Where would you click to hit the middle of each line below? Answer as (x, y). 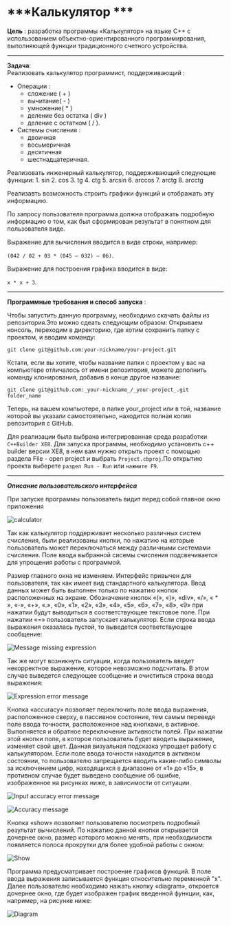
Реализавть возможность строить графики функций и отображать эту (111, 193)
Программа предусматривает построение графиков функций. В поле (109, 871)
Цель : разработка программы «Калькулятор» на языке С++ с (99, 31)
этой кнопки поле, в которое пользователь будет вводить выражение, (111, 738)
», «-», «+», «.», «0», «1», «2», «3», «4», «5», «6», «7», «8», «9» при (105, 605)
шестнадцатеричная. (58, 159)
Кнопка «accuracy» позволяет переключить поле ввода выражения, (108, 709)
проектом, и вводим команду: (52, 337)
